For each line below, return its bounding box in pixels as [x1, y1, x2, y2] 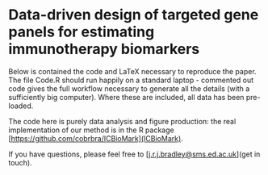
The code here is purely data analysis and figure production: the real [8, 116, 237, 126]
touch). [8, 157, 32, 167]
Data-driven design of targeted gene [8, 6, 259, 24]
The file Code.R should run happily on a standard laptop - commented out [8, 75, 254, 85]
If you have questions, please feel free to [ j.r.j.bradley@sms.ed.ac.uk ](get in [8, 149, 261, 159]
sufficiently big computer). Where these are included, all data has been [8, 92, 245, 102]
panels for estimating [8, 23, 155, 41]
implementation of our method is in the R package [8, 125, 175, 135]
